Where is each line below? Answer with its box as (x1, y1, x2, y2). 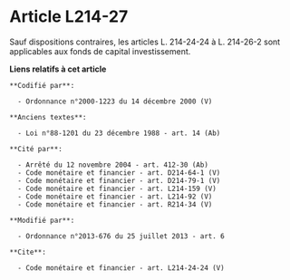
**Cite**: (9, 247, 47, 256)
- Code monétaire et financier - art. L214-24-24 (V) (17, 263, 225, 273)
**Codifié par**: (9, 81, 75, 90)
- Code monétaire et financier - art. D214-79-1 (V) (17, 176, 221, 185)
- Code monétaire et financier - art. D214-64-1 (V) (17, 168, 221, 178)
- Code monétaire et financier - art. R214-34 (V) (17, 199, 213, 209)
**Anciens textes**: (9, 112, 88, 121)
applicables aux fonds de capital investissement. (9, 45, 191, 56)
